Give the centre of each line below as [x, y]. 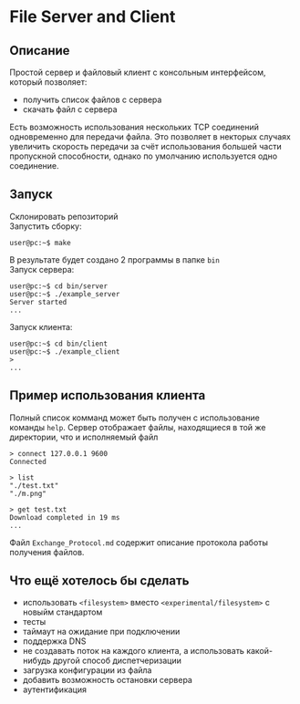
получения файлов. [47, 552]
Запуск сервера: [42, 269]
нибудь [37, 661]
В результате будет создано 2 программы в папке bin [115, 259]
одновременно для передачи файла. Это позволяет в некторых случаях [150, 137]
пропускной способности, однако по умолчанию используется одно [144, 156]
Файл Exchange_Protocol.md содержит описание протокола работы [139, 542]
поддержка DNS [54, 641]
